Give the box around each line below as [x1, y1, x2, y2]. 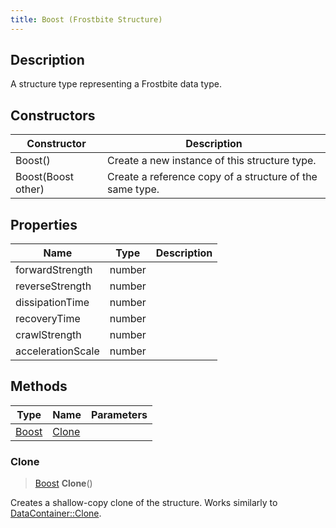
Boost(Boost [15, 170, 74, 184]
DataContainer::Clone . [10, 507, 102, 520]
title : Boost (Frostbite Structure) [10, 14, 163, 25]
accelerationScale [15, 344, 100, 358]
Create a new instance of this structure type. [107, 154, 317, 168]
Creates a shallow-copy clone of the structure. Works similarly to [10, 497, 278, 509]
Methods [10, 378, 68, 395]
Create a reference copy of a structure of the [107, 170, 318, 184]
